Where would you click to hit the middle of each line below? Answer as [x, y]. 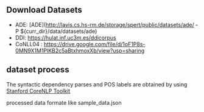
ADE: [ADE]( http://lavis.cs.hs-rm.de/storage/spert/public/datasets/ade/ [105, 24]
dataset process [38, 70]
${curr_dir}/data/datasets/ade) [59, 31]
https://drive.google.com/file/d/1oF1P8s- [94, 44]
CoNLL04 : [29, 44]
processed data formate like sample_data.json [64, 102]
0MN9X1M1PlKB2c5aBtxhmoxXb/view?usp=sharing [80, 51]
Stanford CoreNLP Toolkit [38, 91]
